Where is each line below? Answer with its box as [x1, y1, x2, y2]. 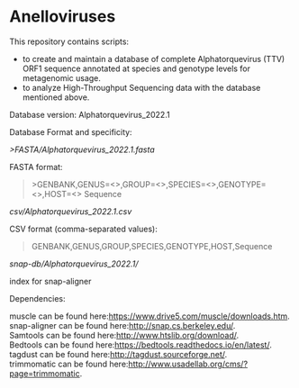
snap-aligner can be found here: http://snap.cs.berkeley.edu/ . [9, 320, 236, 330]
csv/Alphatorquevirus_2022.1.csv [9, 205, 132, 217]
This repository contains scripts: [9, 36, 129, 47]
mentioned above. [22, 92, 90, 103]
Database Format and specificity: [9, 126, 132, 137]
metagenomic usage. [22, 72, 102, 83]
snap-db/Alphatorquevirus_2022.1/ [9, 258, 139, 269]
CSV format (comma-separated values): [9, 223, 158, 234]
